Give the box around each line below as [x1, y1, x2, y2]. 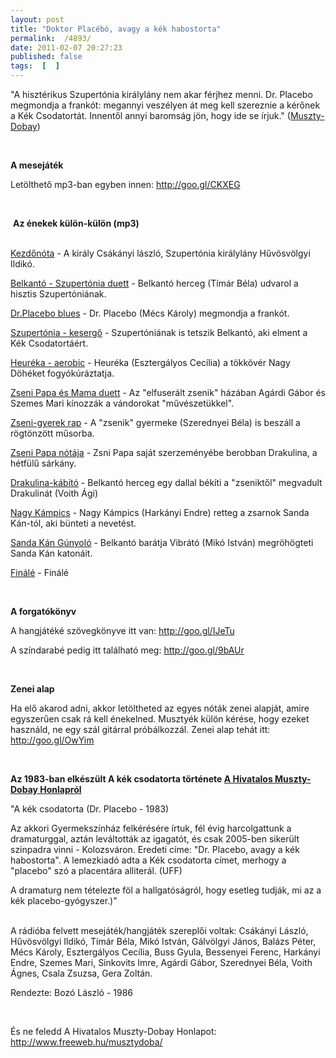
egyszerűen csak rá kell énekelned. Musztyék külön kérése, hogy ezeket [10, 713, 310, 725]
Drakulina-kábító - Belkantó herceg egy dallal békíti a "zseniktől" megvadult [10, 477, 323, 488]
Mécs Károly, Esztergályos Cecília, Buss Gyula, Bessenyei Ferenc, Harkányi [10, 946, 321, 958]
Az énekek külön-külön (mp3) [12, 217, 140, 229]
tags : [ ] [10, 61, 60, 71]
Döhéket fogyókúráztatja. [10, 367, 115, 379]
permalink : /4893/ [10, 33, 92, 43]
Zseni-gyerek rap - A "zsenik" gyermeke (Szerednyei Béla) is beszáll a [10, 417, 301, 428]
